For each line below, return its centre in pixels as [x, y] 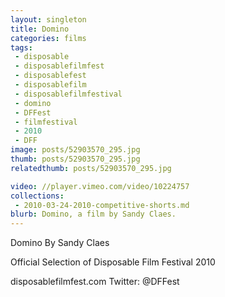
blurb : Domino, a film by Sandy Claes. [93, 214]
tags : [21, 47]
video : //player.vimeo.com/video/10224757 [100, 186]
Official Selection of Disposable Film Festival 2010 [113, 262]
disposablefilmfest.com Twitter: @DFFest [95, 282]
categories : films [48, 38]
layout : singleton [48, 19]
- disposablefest [50, 76]
